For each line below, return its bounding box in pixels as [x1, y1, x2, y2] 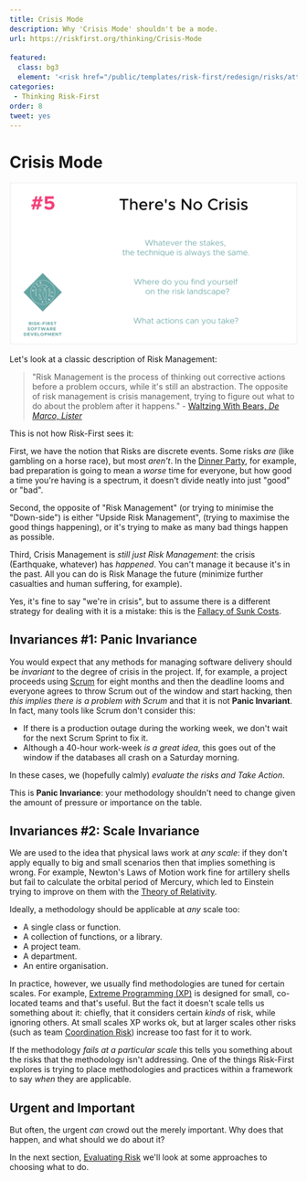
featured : [9, 53, 48, 63]
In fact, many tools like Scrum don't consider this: [9, 705, 196, 716]
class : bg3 [17, 63, 59, 72]
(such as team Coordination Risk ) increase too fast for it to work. [9, 1027, 253, 1037]
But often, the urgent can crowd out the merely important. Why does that [9, 1124, 284, 1135]
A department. [22, 951, 78, 962]
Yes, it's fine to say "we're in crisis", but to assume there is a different [9, 595, 271, 607]
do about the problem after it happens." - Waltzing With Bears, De [31, 400, 280, 411]
